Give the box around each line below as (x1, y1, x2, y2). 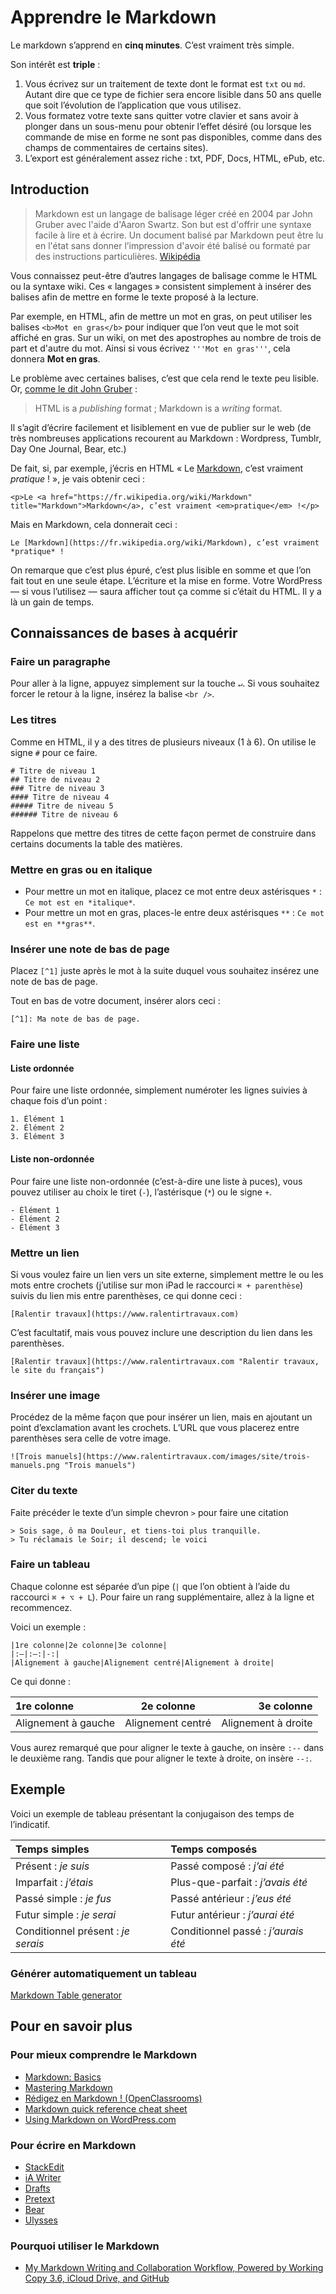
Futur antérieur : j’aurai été (170, 1907, 295, 1921)
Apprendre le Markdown (10, 6, 217, 29)
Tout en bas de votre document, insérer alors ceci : (10, 995, 221, 1007)
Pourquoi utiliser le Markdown (10, 2239, 160, 2253)
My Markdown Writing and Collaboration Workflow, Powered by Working (24, 2262, 324, 2274)
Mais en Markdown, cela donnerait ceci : (10, 518, 178, 530)
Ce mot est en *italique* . (24, 896, 136, 908)
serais (15, 1936, 45, 1950)
